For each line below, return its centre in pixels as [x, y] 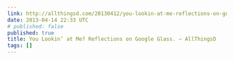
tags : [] [20, 46]
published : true [31, 33]
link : [15, 13]
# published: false [36, 26]
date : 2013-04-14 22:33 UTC [48, 20]
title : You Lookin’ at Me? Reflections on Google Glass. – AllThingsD [112, 39]
